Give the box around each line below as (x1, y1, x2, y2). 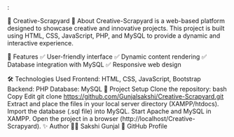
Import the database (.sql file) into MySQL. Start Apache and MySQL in (7, 107, 212, 115)
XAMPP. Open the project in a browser (7, 115, 119, 122)
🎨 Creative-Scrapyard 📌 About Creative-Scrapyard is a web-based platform (7, 17, 226, 24)
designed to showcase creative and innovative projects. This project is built (7, 24, 225, 32)
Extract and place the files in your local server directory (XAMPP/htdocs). (7, 100, 219, 108)
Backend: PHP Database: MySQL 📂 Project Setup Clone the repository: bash (7, 85, 228, 93)
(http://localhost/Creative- (120, 115, 195, 122)
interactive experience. (7, 39, 74, 47)
